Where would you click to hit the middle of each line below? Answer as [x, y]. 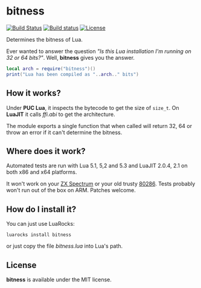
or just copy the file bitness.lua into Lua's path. [65, 246]
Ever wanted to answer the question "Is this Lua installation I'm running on [99, 51]
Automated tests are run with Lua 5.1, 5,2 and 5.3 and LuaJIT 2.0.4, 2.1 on [97, 166]
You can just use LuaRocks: [40, 224]
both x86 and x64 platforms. [42, 172]
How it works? [34, 93]
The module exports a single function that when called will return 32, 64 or [99, 126]
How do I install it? [41, 209]
